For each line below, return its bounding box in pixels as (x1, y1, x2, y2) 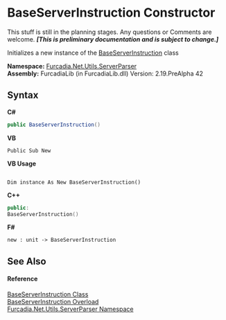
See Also (7, 255, 46, 267)
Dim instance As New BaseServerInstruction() (7, 179, 141, 186)
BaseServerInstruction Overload (7, 297, 99, 305)
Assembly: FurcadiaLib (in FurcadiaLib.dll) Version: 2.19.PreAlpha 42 (7, 69, 203, 78)
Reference (7, 275, 38, 283)
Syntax (7, 89, 39, 101)
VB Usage (7, 159, 37, 168)
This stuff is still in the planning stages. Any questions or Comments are (7, 28, 212, 36)
